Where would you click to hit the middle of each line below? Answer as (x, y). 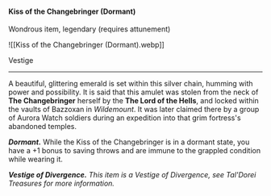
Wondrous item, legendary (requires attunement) (90, 29)
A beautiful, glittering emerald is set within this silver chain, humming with (131, 84)
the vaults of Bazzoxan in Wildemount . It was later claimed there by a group (134, 110)
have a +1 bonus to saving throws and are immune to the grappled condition (134, 151)
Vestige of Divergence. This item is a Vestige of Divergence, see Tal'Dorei (132, 175)
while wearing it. (35, 159)
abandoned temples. (43, 127)
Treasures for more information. (62, 183)
